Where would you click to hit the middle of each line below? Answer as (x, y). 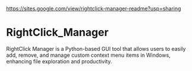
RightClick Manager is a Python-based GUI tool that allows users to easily (96, 49)
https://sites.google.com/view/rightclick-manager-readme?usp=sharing (94, 9)
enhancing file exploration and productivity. (59, 61)
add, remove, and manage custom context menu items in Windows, (88, 55)
